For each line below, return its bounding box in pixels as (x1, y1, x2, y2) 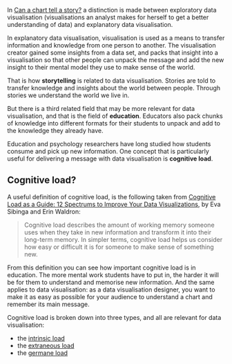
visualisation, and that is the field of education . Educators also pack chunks (7, 112, 223, 120)
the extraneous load (17, 341, 75, 350)
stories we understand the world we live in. (7, 91, 130, 99)
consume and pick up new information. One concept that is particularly (7, 148, 209, 155)
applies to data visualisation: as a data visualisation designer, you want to (7, 285, 215, 294)
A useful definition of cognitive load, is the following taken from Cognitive (7, 192, 216, 201)
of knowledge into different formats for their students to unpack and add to (7, 119, 221, 127)
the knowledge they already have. (7, 127, 104, 134)
